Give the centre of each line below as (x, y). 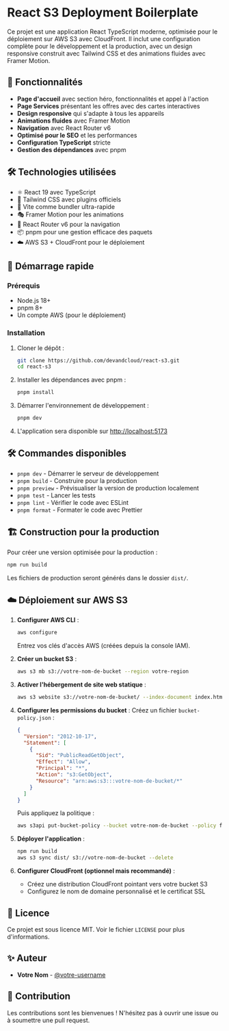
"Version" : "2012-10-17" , (60, 736)
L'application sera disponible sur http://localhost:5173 (92, 431)
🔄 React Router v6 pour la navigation (69, 224)
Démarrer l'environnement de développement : (83, 406)
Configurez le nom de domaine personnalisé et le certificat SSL (116, 891)
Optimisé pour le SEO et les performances (77, 135)
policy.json (34, 718)
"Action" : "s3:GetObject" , (74, 775)
